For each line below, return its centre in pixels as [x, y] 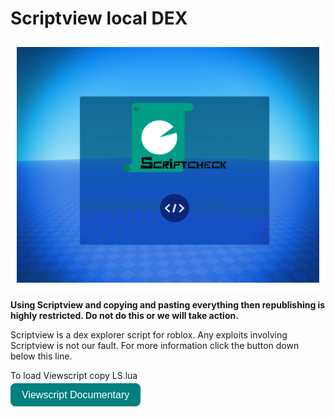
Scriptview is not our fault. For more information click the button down [155, 346]
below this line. [41, 356]
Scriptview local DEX [99, 18]
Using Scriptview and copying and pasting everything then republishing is [168, 305]
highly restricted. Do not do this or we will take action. [124, 316]
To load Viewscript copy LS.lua [74, 376]
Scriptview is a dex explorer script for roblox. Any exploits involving [149, 335]
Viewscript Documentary [75, 395]
